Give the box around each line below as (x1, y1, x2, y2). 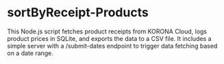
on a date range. (7, 49, 53, 57)
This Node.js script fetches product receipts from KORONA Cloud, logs (7, 27, 208, 35)
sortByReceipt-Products (7, 5, 149, 20)
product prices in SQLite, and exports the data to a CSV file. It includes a (7, 34, 212, 42)
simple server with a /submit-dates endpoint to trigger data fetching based (7, 42, 218, 50)
